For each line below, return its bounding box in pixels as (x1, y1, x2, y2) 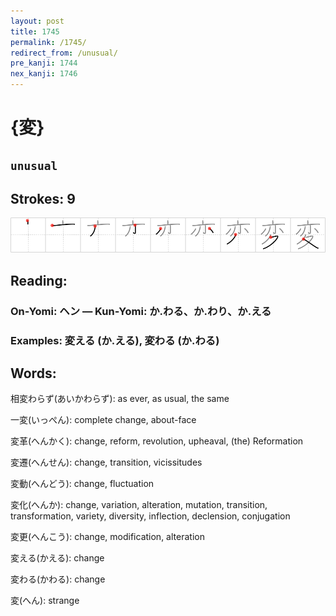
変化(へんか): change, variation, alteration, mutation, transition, (10, 499, 268, 511)
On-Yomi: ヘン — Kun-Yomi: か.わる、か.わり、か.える (10, 304, 272, 318)
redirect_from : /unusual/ (10, 48, 118, 58)
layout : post (10, 16, 65, 26)
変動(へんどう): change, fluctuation (10, 478, 155, 490)
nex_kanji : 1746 (10, 69, 78, 79)
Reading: (10, 272, 68, 289)
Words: (10, 365, 57, 382)
